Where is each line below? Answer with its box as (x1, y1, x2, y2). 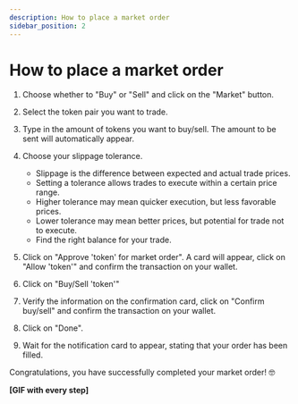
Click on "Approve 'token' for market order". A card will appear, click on (21, 252, 286, 263)
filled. (21, 349, 43, 360)
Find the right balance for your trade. (35, 234, 172, 246)
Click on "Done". (21, 323, 83, 333)
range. (35, 187, 60, 198)
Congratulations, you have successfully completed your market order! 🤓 (9, 367, 276, 378)
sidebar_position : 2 (9, 21, 87, 30)
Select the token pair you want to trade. (21, 106, 168, 117)
